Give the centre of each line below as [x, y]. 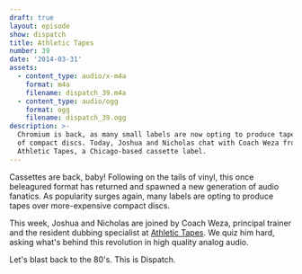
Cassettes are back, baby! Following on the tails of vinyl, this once [132, 177]
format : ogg [48, 110]
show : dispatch [38, 34]
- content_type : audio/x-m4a [72, 76]
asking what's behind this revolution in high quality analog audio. [129, 242]
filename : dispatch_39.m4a [76, 93]
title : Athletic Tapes [52, 43]
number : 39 [30, 51]
